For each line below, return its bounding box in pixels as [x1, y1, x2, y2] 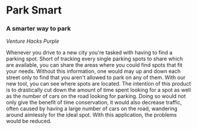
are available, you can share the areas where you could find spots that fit [6, 62, 183, 69]
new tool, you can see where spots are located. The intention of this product [6, 80, 191, 87]
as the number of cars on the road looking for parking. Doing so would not [6, 93, 186, 100]
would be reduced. [6, 118, 52, 125]
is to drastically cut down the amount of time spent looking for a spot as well [6, 86, 191, 94]
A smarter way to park [6, 25, 71, 33]
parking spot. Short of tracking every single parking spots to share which [6, 55, 183, 62]
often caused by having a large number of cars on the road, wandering [6, 105, 178, 112]
